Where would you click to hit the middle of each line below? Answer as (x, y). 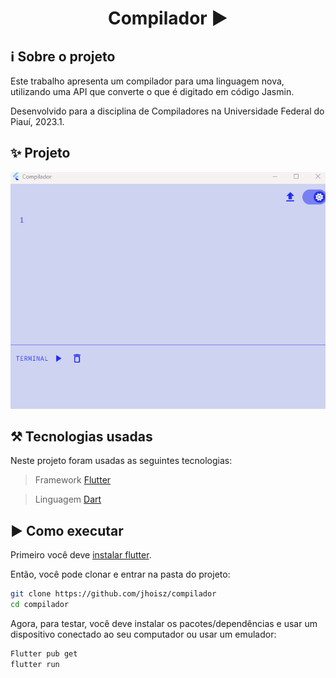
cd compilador (40, 605)
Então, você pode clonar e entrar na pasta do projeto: (120, 574)
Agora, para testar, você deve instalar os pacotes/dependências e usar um (164, 623)
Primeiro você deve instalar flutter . (81, 555)
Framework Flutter (73, 480)
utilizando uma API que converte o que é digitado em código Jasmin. (152, 91)
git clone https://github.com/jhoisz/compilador (113, 594)
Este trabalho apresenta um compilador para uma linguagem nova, (147, 81)
